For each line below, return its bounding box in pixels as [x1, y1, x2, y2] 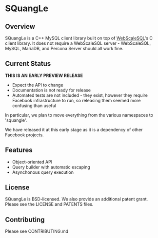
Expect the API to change [12, 82, 63, 88]
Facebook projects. [5, 132, 44, 138]
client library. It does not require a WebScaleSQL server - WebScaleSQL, [5, 40, 151, 46]
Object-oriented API [12, 159, 53, 165]
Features [5, 146, 33, 154]
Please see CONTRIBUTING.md [5, 228, 69, 234]
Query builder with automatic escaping [12, 164, 90, 170]
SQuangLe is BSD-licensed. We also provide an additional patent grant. [5, 196, 148, 202]
